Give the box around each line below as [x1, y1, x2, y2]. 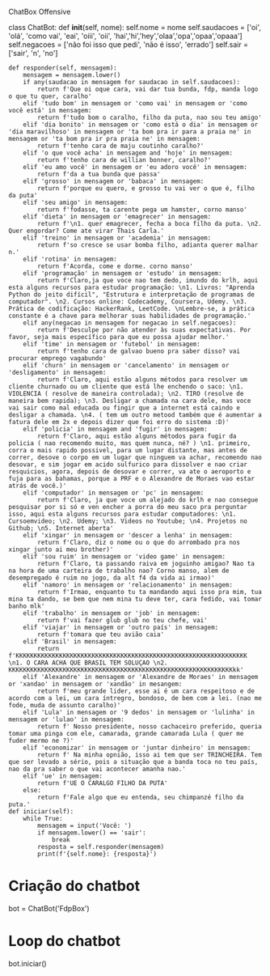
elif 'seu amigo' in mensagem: [23, 198, 129, 206]
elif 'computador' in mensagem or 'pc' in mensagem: [23, 489, 205, 497]
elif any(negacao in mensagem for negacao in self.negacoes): [23, 319, 237, 327]
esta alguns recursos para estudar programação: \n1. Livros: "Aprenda [8, 283, 255, 291]
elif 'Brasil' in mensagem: [23, 638, 117, 646]
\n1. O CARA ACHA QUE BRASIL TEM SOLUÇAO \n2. [8, 659, 168, 667]
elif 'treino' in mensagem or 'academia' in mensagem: [23, 234, 212, 242]
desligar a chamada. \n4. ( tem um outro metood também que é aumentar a [8, 411, 263, 419]
